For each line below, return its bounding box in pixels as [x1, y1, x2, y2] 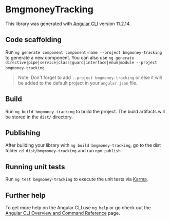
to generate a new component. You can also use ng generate [5, 54, 135, 61]
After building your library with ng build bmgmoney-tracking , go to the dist [5, 142, 161, 148]
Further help [5, 191, 46, 199]
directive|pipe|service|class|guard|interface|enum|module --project [5, 60, 158, 65]
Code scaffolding [5, 35, 62, 44]
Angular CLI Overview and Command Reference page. [5, 210, 120, 216]
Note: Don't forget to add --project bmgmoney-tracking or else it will [17, 74, 162, 81]
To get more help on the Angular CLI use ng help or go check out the [5, 205, 151, 211]
